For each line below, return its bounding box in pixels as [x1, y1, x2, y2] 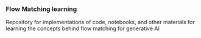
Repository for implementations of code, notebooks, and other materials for [5, 19, 196, 26]
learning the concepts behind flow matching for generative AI [5, 25, 160, 32]
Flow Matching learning [5, 5, 77, 13]
